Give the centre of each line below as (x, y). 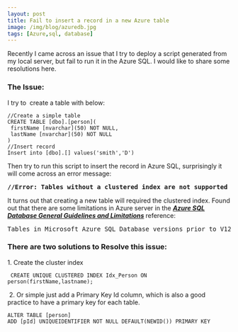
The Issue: (26, 87)
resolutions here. (32, 69)
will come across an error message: (59, 173)
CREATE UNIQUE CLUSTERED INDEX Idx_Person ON (79, 275)
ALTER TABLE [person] (39, 315)
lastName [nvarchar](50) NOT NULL (61, 134)
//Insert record (31, 147)
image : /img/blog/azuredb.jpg (52, 27)
